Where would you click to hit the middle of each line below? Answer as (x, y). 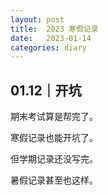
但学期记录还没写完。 (54, 159)
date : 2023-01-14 (51, 38)
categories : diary (48, 47)
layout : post (37, 19)
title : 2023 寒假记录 (54, 29)
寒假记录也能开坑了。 (54, 138)
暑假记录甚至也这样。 (54, 180)
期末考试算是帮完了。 (54, 117)
